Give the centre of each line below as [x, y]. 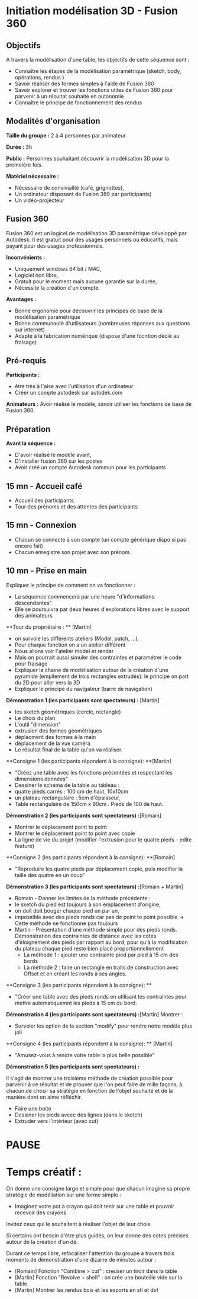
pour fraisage [31, 663]
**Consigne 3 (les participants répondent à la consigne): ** [79, 985]
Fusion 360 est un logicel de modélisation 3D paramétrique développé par [97, 233]
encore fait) [29, 546]
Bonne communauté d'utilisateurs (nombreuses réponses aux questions [102, 323]
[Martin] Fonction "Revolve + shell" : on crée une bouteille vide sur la [98, 1277]
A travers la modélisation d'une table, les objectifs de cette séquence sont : [98, 60]
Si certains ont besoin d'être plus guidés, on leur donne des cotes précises [97, 1235]
